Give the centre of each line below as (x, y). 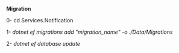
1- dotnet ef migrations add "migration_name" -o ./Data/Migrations (89, 32)
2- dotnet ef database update (43, 44)
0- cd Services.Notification (40, 20)
